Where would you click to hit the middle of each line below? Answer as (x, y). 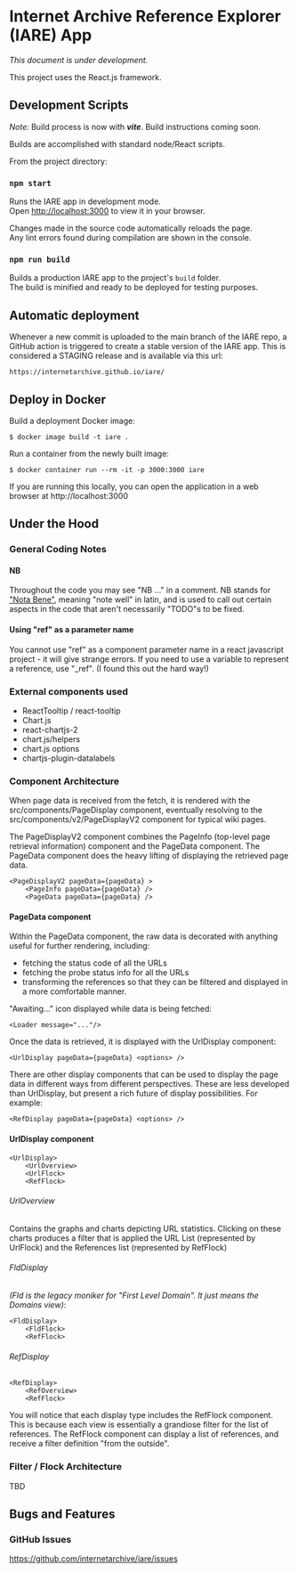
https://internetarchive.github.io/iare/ (87, 372)
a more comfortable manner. (74, 991)
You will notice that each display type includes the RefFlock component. (141, 1415)
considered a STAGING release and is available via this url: (117, 356)
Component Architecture (64, 781)
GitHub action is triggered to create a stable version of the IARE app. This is (148, 346)
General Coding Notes (58, 550)
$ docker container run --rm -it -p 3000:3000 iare (107, 469)
